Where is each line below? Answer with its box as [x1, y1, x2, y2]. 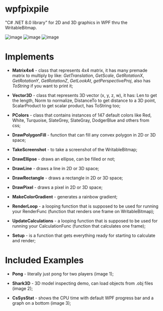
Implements [5, 51, 54, 62]
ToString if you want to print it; [12, 83, 73, 89]
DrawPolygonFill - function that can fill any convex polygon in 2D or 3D [12, 132, 156, 137]
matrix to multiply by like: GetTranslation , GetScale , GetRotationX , [12, 72, 145, 78]
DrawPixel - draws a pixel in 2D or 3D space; [12, 184, 103, 190]
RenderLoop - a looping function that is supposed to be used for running [12, 203, 159, 209]
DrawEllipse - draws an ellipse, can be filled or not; [12, 156, 115, 162]
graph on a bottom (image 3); [12, 300, 72, 306]
